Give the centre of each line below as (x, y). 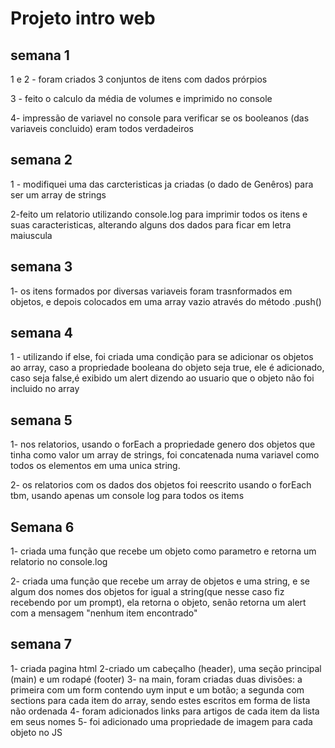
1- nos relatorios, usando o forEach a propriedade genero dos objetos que (163, 444)
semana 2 (41, 160)
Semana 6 (42, 527)
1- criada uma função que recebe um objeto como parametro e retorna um (163, 551)
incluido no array (45, 389)
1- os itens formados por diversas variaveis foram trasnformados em (151, 291)
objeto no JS (36, 732)
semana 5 (41, 420)
